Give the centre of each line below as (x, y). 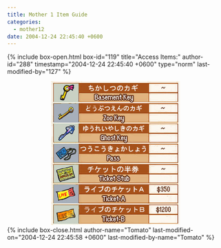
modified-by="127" (34, 72)
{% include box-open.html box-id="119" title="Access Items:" (94, 57)
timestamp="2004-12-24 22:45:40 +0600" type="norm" (115, 64)
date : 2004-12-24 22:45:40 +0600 (55, 37)
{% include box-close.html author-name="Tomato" (79, 230)
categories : (24, 22)
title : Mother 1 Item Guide (48, 15)
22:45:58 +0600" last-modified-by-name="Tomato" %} (136, 238)
